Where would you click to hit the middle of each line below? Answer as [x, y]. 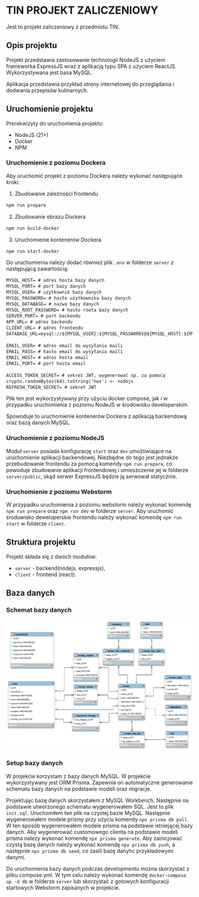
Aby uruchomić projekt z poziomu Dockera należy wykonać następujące [94, 175]
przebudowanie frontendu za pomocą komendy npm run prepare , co [89, 464]
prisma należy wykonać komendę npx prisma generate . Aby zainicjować [94, 838]
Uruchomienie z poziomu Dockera [56, 163]
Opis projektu [32, 45]
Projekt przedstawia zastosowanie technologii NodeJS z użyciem [86, 59]
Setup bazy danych [35, 763]
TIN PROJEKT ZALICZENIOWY [82, 10]
